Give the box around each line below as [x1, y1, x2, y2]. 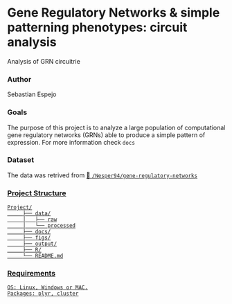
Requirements [7, 269, 56, 278]
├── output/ [22, 240, 57, 247]
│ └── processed [22, 222, 76, 229]
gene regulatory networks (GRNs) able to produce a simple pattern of [7, 130, 206, 139]
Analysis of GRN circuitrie [7, 57, 81, 65]
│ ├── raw [22, 216, 57, 223]
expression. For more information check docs [7, 138, 135, 146]
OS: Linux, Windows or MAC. [7, 284, 89, 292]
